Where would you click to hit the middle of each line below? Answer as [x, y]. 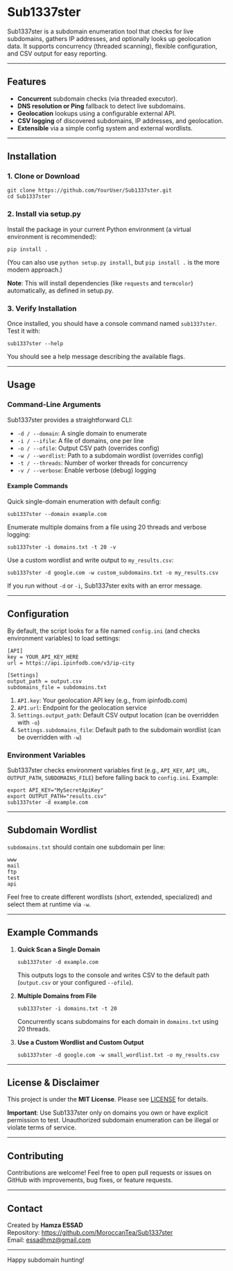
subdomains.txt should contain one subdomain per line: [86, 847]
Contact [25, 1208]
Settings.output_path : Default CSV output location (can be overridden [118, 715]
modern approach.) [35, 269]
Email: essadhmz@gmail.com [49, 1240]
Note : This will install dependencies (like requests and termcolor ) [100, 283]
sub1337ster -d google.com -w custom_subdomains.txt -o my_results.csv [113, 573]
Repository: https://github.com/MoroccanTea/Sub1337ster [90, 1233]
